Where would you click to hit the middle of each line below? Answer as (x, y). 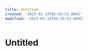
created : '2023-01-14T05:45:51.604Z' (44, 14)
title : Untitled (22, 9)
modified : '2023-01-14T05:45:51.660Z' (45, 18)
